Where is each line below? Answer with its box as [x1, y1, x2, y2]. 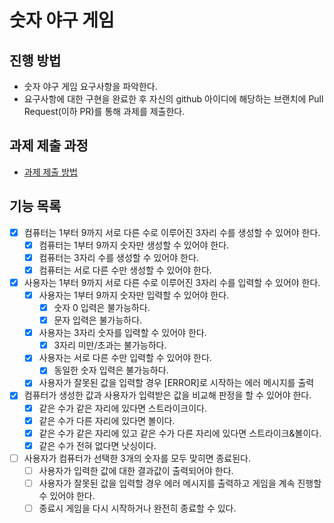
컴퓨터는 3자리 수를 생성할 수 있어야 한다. [38, 251, 199, 263]
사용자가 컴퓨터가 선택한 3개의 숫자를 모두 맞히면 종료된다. [23, 452, 252, 464]
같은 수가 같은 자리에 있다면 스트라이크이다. [38, 402, 208, 414]
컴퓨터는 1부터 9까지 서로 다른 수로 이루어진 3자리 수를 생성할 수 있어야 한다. [23, 226, 321, 238]
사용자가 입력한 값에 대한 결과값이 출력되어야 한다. [38, 464, 234, 476]
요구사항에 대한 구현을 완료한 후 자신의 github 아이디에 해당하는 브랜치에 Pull [23, 93, 324, 105]
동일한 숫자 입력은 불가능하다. [53, 364, 169, 376]
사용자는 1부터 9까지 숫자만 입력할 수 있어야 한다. [38, 289, 230, 301]
